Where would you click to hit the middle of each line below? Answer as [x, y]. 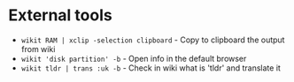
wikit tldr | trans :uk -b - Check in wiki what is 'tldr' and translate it [151, 68]
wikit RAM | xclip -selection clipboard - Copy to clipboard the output [153, 40]
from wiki [38, 48]
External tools [60, 15]
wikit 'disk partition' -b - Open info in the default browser [134, 58]
